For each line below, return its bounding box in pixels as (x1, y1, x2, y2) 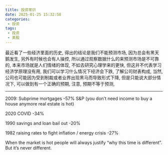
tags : (5, 26, 16, 31)
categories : (5, 16, 30, 21)
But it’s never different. (5, 144, 52, 150)
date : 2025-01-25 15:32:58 (5, 12, 61, 17)
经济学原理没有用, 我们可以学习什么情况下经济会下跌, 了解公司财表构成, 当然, (5, 68, 163, 74)
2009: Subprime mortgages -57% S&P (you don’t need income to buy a (5, 95, 152, 101)
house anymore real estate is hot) (5, 100, 74, 106)
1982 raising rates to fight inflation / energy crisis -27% (5, 129, 119, 135)
